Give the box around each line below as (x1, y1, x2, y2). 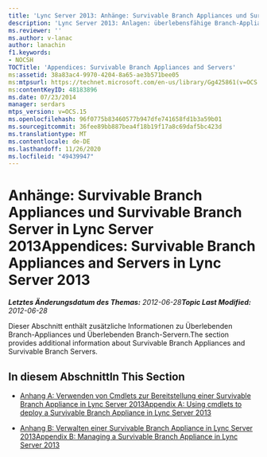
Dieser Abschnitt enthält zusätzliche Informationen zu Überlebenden (8, 322, 233, 331)
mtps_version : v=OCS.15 (8, 108, 87, 116)
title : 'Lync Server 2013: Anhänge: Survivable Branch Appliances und (8, 11, 247, 20)
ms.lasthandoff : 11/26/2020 (8, 145, 102, 153)
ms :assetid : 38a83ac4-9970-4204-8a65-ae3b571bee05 (8, 71, 180, 79)
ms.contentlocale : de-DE (8, 137, 91, 146)
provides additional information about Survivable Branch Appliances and (8, 338, 246, 348)
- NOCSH (8, 57, 34, 64)
